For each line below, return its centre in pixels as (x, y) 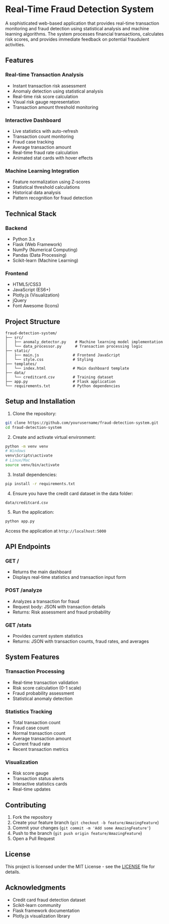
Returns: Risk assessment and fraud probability (61, 612)
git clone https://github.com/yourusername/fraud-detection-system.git (82, 423)
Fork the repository (32, 817)
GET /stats (18, 625)
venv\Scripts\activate (29, 456)
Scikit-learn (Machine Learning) (46, 260)
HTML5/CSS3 (27, 284)
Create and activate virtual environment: (54, 437)
